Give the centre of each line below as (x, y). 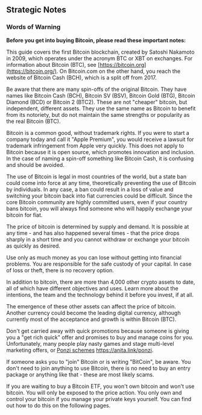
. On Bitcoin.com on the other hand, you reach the (118, 71)
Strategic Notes (36, 10)
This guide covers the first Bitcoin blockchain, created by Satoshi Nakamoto (100, 52)
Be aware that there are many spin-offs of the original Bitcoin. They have (96, 89)
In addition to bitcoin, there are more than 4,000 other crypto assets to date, (101, 282)
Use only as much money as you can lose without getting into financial (94, 257)
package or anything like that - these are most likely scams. (80, 374)
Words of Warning (33, 27)
